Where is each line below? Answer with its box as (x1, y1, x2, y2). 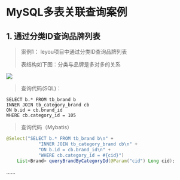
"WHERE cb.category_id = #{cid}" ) (38, 152, 124, 158)
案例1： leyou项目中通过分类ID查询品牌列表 (20, 48, 127, 55)
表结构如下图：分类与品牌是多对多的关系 (20, 61, 121, 68)
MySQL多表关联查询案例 (6, 5, 127, 19)
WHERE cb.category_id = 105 (6, 112, 77, 118)
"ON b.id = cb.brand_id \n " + (38, 147, 111, 152)
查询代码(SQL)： (20, 85, 62, 91)
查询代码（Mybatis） (20, 124, 73, 130)
